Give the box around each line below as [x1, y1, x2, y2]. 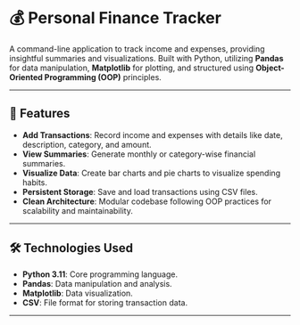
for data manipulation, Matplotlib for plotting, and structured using [9, 62, 254, 73]
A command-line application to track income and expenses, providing [9, 43, 265, 54]
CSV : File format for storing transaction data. [21, 297, 188, 308]
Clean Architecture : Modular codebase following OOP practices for [21, 196, 272, 207]
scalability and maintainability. [21, 205, 134, 215]
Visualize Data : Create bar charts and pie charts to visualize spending [21, 167, 281, 178]
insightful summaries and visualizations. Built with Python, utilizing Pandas [9, 53, 284, 63]
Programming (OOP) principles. [44, 71, 162, 82]
